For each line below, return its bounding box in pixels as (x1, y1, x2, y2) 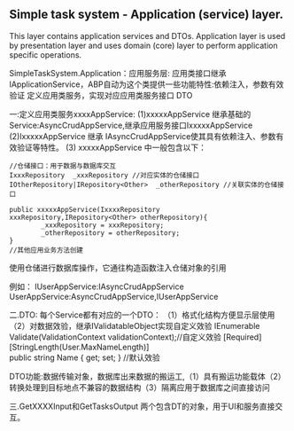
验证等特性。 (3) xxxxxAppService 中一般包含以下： (16, 142, 206, 153)
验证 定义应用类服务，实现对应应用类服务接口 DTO (9, 90, 193, 100)
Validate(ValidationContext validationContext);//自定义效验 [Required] (9, 332, 262, 342)
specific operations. (9, 49, 82, 60)
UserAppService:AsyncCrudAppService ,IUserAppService (9, 291, 219, 302)
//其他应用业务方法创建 (9, 246, 84, 255)
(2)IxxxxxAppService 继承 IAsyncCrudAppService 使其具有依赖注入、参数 (9, 130, 276, 141)
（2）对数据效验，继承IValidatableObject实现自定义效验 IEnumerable (9, 320, 260, 331)
